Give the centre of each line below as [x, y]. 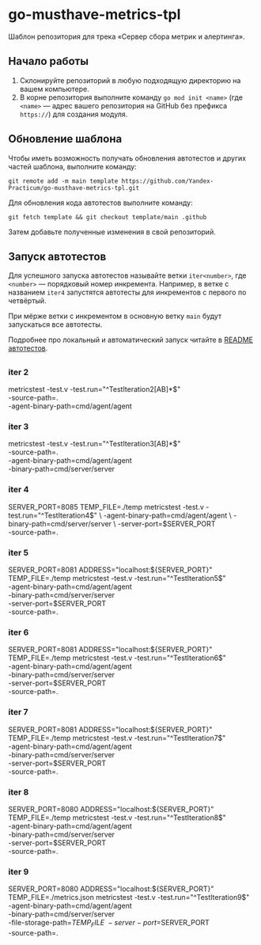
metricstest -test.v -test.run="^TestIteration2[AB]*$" [95, 389]
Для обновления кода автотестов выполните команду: [100, 203]
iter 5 [19, 552]
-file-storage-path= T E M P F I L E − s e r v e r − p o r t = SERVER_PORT [109, 924]
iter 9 [19, 871]
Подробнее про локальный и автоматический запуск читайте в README [130, 340]
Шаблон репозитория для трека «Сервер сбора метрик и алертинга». [127, 36]
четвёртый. [27, 301]
